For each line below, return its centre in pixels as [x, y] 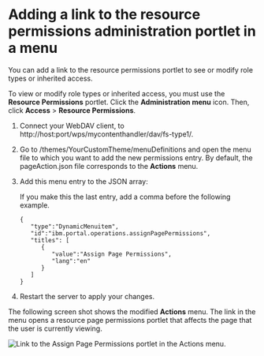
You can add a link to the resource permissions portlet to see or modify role [131, 69]
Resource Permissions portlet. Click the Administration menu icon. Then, [129, 102]
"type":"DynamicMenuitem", [75, 227]
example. [34, 205]
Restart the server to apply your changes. [87, 296]
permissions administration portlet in [132, 31]
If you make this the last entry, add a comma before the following [125, 197]
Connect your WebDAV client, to [72, 126]
